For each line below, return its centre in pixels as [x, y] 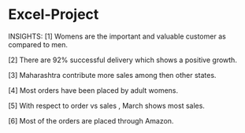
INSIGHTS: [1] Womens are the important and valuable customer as [117, 36]
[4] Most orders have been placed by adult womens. [93, 90]
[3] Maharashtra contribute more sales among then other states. [112, 75]
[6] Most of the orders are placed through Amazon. [91, 120]
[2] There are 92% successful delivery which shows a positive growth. [123, 60]
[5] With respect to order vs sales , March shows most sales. [106, 105]
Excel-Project [54, 15]
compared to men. [38, 44]
